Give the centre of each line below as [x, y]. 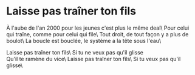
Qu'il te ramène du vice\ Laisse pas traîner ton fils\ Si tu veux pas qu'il [94, 59]
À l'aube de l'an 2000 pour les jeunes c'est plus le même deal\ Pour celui [98, 28]
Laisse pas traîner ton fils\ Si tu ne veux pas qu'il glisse [75, 52]
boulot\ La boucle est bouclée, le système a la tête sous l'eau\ [84, 41]
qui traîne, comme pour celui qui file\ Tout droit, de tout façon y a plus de [97, 34]
